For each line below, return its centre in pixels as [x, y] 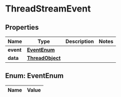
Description [80, 41]
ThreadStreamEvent [48, 9]
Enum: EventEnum [34, 76]
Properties [22, 27]
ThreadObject [44, 58]
